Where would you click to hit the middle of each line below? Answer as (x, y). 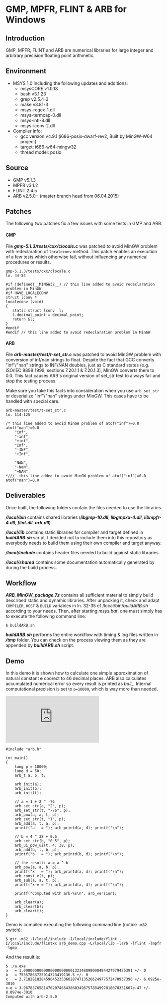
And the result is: (23, 957)
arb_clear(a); (29, 902)
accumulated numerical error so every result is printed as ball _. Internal (79, 684)
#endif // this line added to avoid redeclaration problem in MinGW (78, 332)
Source (17, 168)
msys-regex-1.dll (38, 110)
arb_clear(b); (29, 907)
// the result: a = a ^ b (42, 863)
